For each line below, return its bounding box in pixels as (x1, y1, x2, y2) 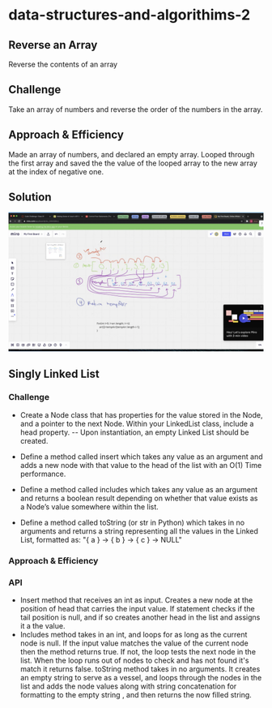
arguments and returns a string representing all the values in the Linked (19, 526, 259, 536)
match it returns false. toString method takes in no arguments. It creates (19, 663, 261, 674)
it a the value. (19, 620, 66, 630)
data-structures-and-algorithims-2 (8, 6, 251, 24)
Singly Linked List (8, 367, 100, 381)
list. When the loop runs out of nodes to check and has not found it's (19, 655, 249, 665)
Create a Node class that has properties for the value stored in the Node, (19, 410, 263, 419)
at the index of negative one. (8, 166, 104, 176)
